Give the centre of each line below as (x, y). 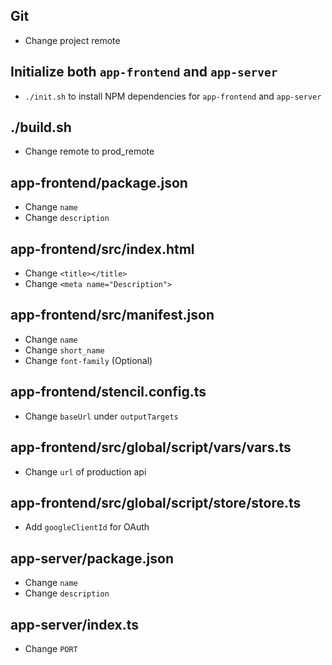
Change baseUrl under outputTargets (101, 416)
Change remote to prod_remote (89, 151)
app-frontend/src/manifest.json (112, 315)
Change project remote (72, 40)
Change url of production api (85, 471)
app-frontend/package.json (99, 182)
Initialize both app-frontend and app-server (144, 72)
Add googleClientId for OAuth (87, 527)
